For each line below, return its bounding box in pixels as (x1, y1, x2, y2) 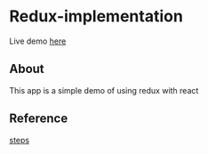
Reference (9, 111, 68, 126)
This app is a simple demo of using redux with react (9, 85, 199, 95)
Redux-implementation (9, 6, 184, 27)
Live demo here (9, 36, 67, 46)
